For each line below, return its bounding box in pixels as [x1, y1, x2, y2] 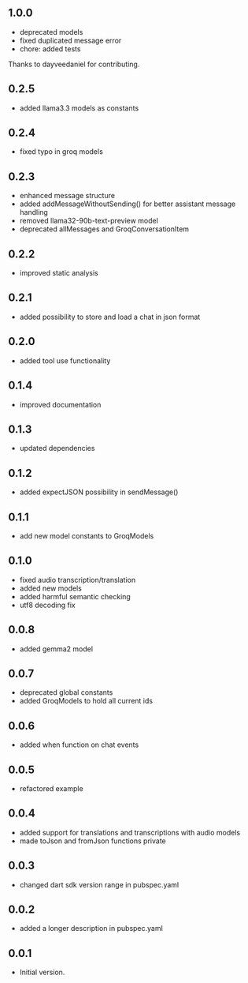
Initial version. [19, 967, 65, 977]
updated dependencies [19, 444, 95, 453]
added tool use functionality [19, 355, 111, 366]
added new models [19, 583, 83, 593]
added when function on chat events [19, 740, 139, 749]
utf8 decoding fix [19, 600, 76, 610]
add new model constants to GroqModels [19, 531, 154, 540]
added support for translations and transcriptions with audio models [19, 827, 241, 837]
